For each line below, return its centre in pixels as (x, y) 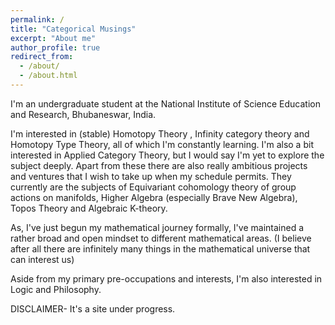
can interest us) (42, 259)
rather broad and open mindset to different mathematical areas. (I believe (161, 238)
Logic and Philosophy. (56, 289)
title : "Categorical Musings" (73, 29)
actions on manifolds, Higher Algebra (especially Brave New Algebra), (154, 197)
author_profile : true (55, 47)
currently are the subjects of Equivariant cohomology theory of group (153, 187)
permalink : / (37, 19)
